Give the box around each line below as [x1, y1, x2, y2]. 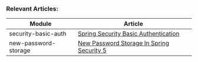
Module [29, 20, 52, 28]
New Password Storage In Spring [77, 39, 170, 47]
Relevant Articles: [6, 5, 59, 13]
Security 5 [77, 46, 107, 54]
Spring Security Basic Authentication [77, 30, 180, 38]
